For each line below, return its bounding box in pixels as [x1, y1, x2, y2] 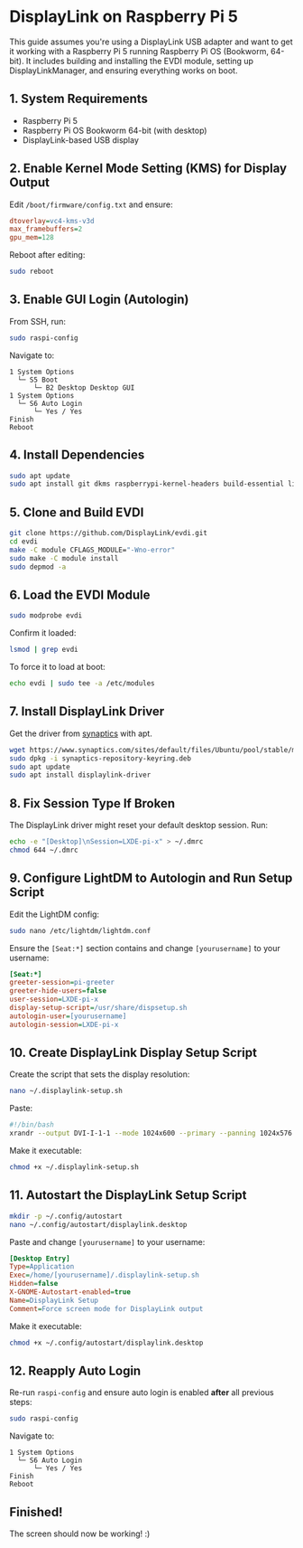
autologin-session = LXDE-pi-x [9, 1020, 119, 1029]
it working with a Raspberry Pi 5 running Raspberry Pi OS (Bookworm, [9, 45, 269, 56]
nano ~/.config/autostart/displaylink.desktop [9, 1220, 188, 1229]
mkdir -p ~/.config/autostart [9, 1212, 124, 1221]
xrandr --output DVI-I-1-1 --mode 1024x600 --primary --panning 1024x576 [9, 1128, 293, 1138]
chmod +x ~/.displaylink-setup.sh [9, 1163, 140, 1172]
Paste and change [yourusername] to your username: [9, 1236, 206, 1247]
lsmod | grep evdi [9, 645, 78, 655]
